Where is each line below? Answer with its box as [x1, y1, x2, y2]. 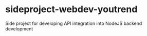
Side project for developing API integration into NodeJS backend [5, 20, 142, 26]
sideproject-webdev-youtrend [5, 4, 138, 15]
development [5, 25, 33, 31]
